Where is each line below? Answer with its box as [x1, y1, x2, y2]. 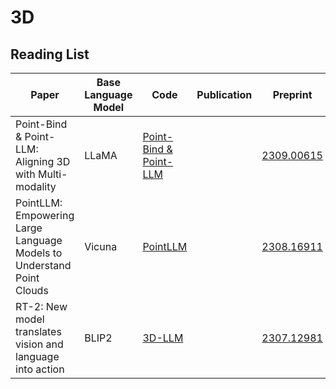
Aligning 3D [15, 155, 71, 168]
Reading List [10, 46, 90, 63]
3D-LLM [142, 331, 184, 345]
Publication [196, 88, 253, 101]
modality [15, 180, 57, 193]
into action [15, 362, 65, 376]
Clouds [15, 284, 49, 297]
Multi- [37, 167, 68, 181]
